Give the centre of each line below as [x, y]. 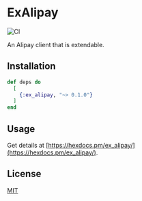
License [24, 174]
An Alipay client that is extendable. [56, 44]
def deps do [24, 82]
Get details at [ [28, 145]
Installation [31, 66]
